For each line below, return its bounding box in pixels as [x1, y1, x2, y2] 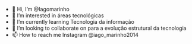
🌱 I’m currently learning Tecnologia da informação [11, 18, 135, 25]
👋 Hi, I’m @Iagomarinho [11, 6, 70, 12]
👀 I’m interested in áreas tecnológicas [11, 12, 104, 19]
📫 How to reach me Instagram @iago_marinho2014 [11, 32, 139, 38]
